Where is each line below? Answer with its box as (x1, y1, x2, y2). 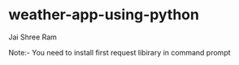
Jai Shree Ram (8, 32, 57, 42)
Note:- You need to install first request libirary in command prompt (8, 47, 231, 57)
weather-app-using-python (8, 6, 199, 24)
